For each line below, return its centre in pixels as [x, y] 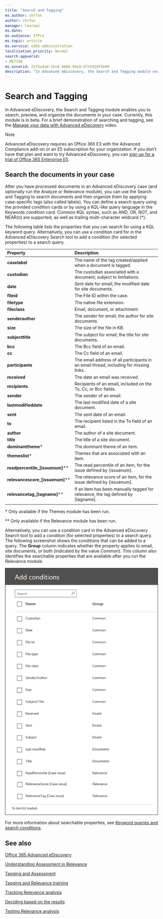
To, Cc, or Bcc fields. [95, 389]
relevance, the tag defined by [104, 494]
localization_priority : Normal [37, 51]
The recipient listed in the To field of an [114, 421]
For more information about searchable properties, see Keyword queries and [81, 823]
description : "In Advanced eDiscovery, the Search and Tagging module [78, 72]
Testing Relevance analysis [32, 911]
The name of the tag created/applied [111, 260]
